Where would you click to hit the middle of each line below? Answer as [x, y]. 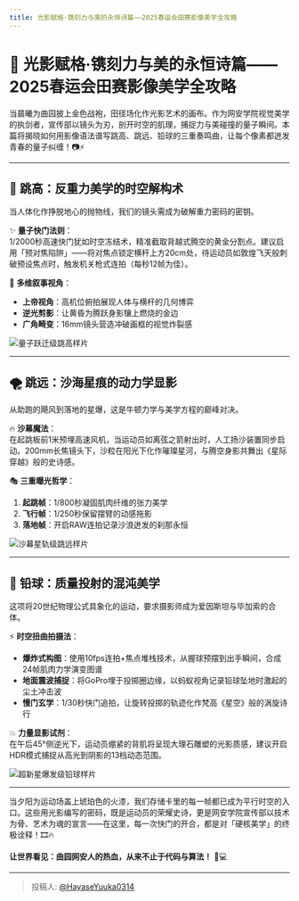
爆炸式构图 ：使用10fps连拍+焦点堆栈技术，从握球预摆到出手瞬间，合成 [152, 658]
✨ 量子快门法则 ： [41, 231]
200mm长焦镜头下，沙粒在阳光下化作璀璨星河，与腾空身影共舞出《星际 [156, 450]
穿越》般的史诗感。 [44, 462]
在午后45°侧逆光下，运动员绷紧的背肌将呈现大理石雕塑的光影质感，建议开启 [148, 744]
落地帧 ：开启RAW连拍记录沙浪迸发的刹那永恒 [105, 525]
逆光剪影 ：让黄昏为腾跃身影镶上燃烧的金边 [100, 313]
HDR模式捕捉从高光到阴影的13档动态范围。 [88, 755]
